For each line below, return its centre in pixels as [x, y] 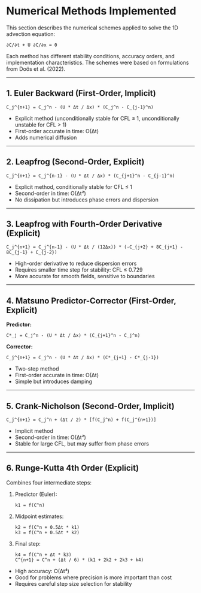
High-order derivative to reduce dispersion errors [76, 264]
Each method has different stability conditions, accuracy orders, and [90, 56]
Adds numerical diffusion [46, 137]
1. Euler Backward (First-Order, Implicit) [81, 93]
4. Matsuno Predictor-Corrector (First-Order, [91, 301]
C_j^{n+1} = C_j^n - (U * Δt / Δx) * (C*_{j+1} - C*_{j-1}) [83, 358]
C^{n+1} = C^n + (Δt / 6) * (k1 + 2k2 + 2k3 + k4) [79, 560]
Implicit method [34, 431]
